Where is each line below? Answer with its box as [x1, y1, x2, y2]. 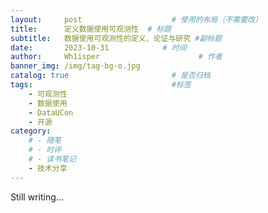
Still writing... [10, 191, 64, 203]
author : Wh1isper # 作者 [10, 52, 223, 62]
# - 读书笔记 [28, 154, 77, 164]
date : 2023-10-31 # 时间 [10, 42, 187, 53]
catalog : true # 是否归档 [10, 71, 211, 81]
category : [10, 126, 52, 136]
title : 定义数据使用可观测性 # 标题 [10, 24, 172, 34]
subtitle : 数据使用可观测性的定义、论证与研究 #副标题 [10, 33, 223, 43]
